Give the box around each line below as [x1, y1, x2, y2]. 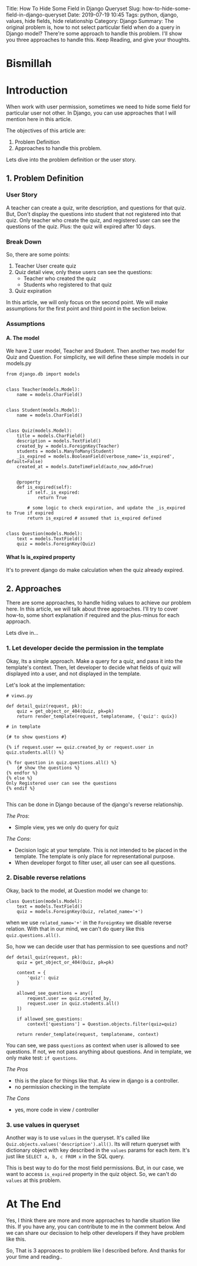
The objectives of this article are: [6, 127, 86, 134]
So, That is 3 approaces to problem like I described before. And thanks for [6, 1247, 186, 1254]
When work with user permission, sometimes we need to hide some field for [6, 103, 191, 111]
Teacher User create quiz [14, 262, 76, 269]
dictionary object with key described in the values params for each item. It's [6, 1147, 190, 1154]
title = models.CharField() [16, 433, 85, 439]
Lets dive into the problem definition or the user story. [6, 156, 136, 164]
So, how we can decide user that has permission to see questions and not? [6, 942, 188, 949]
